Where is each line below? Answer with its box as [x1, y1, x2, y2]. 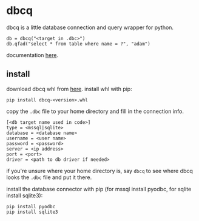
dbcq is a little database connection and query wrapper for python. [6, 24, 174, 31]
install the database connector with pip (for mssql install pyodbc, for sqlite [6, 185, 192, 192]
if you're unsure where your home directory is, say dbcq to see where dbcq [6, 167, 193, 174]
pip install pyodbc [6, 203, 56, 209]
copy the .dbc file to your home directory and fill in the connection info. [6, 107, 184, 115]
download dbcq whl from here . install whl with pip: [6, 85, 132, 92]
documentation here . [6, 51, 59, 58]
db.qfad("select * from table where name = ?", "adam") [6, 41, 150, 47]
